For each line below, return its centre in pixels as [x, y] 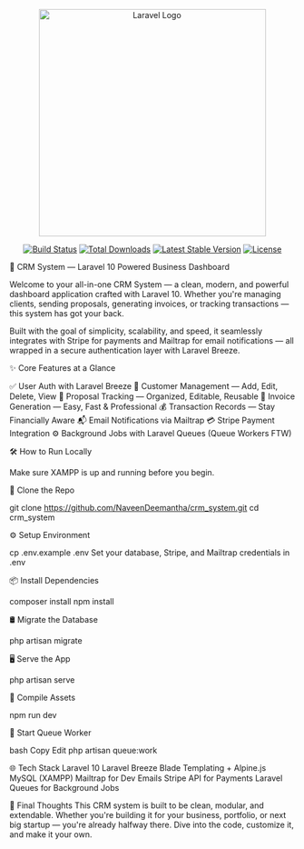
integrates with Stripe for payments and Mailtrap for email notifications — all [152, 340]
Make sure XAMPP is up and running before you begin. [112, 472]
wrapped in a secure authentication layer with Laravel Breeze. [125, 350]
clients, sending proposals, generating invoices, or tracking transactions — [149, 304]
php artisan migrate [46, 640]
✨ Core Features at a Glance [63, 368]
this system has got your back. [67, 313]
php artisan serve [42, 680]
